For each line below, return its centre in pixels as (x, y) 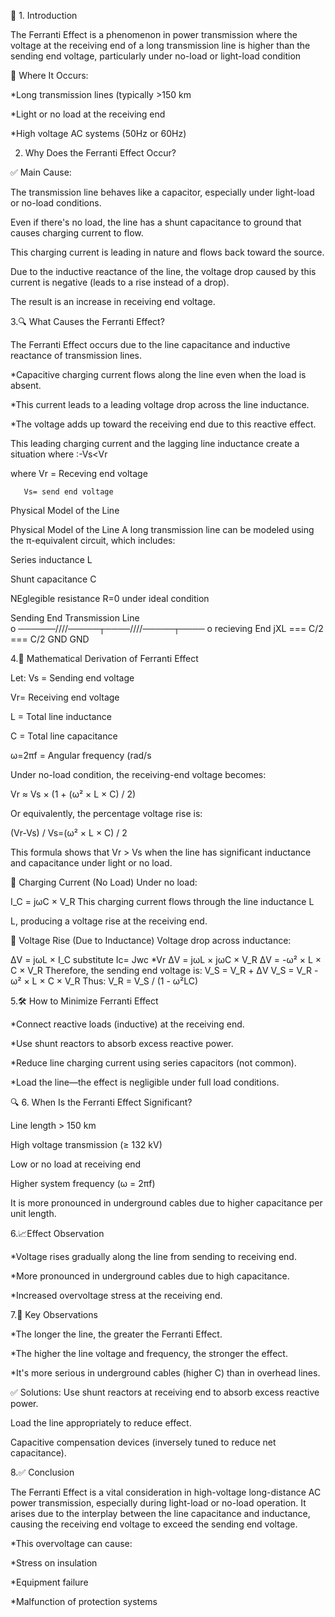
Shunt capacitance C (53, 579)
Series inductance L (51, 559)
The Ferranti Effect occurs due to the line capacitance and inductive (150, 344)
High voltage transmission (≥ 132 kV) (86, 1144)
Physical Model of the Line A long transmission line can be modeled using (162, 529)
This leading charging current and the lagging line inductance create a (155, 443)
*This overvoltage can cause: (71, 1543)
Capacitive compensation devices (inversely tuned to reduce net (143, 1442)
